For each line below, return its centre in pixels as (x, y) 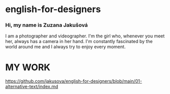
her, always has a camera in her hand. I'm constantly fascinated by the (79, 41)
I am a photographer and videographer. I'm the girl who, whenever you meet (85, 36)
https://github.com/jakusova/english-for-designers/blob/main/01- (74, 81)
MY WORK (28, 67)
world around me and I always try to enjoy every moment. (65, 47)
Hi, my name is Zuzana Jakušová (46, 25)
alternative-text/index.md (32, 86)
